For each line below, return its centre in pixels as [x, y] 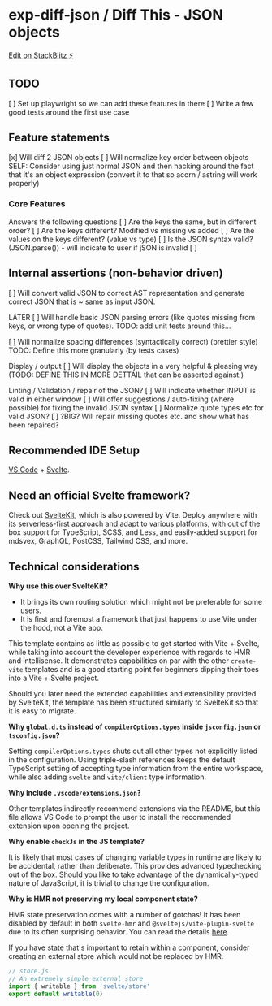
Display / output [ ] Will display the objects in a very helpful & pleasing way [133, 366]
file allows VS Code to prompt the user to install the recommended [120, 817]
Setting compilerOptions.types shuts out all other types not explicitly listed [133, 751]
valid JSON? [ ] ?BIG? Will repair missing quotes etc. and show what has [129, 416]
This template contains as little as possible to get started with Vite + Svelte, [134, 644]
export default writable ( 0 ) [56, 994]
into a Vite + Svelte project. [54, 678]
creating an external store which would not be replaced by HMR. [116, 956]
